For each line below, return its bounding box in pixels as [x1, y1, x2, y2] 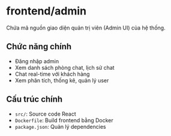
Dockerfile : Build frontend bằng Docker [14, 116, 114, 124]
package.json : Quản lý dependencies [14, 123, 106, 130]
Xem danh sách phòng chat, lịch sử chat [14, 64, 115, 71]
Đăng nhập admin [14, 57, 59, 64]
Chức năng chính [6, 42, 72, 52]
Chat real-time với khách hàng [14, 70, 90, 78]
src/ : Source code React [14, 110, 76, 117]
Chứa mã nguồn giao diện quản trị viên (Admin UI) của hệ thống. [6, 24, 166, 31]
